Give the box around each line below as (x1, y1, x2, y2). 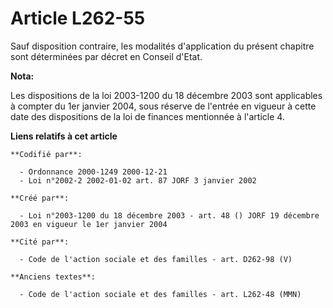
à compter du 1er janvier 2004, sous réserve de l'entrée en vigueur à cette (10, 100, 317, 112)
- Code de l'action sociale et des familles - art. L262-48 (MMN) (19, 289, 302, 299)
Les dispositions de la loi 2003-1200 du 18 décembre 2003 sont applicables (10, 89, 323, 101)
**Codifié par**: (10, 149, 83, 159)
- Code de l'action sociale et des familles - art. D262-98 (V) (19, 254, 293, 264)
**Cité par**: (10, 237, 70, 247)
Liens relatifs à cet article (10, 130, 118, 142)
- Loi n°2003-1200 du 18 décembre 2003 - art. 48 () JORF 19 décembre (19, 210, 320, 221)
